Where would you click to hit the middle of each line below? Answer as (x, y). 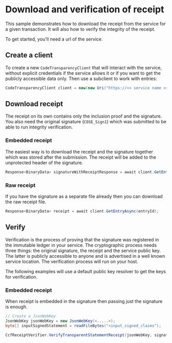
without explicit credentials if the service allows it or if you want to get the (83, 73)
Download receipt (34, 104)
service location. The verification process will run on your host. (72, 261)
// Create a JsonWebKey (31, 316)
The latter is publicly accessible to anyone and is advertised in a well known (85, 256)
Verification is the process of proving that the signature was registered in (82, 239)
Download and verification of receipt (85, 9)
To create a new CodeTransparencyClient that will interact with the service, (84, 67)
